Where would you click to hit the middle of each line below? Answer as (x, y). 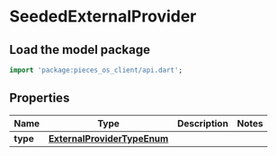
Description (203, 123)
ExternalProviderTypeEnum (108, 138)
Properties (40, 98)
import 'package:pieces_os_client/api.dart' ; (96, 70)
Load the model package (80, 50)
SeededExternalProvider (103, 17)
